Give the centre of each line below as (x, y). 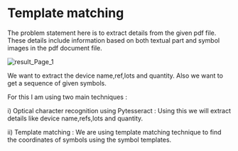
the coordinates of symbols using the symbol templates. (90, 140)
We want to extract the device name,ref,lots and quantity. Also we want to (115, 75)
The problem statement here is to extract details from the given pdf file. (112, 33)
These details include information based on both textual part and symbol (114, 40)
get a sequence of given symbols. (57, 83)
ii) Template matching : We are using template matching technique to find (114, 132)
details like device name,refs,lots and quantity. (75, 118)
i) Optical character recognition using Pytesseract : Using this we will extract (119, 110)
